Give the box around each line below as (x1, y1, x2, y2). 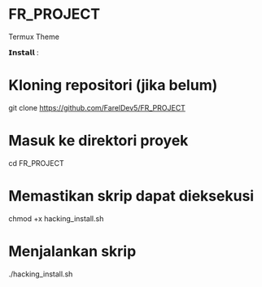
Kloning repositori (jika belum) (8, 76, 218, 94)
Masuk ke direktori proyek (8, 132, 189, 150)
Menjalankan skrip (8, 241, 137, 260)
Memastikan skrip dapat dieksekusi (8, 187, 255, 205)
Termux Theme (8, 32, 59, 41)
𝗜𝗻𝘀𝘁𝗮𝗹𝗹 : (8, 47, 39, 57)
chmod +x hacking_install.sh (8, 213, 104, 224)
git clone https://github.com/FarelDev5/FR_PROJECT (8, 102, 186, 112)
